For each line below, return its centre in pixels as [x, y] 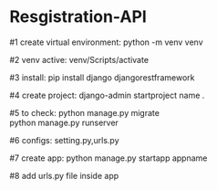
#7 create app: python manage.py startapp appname [108, 158]
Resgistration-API [78, 17]
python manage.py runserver [64, 122]
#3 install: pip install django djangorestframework [102, 77]
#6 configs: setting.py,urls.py [64, 140]
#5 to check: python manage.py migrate [84, 112]
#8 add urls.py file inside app [64, 175]
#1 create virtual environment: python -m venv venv [106, 42]
